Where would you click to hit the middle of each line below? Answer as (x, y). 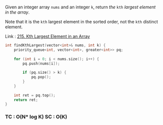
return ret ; (26, 100)
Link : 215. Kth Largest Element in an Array (48, 36)
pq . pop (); (41, 77)
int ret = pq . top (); (35, 95)
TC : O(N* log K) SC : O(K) (36, 117)
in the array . (17, 12)
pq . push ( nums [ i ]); (41, 63)
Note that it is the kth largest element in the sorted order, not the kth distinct (81, 22)
